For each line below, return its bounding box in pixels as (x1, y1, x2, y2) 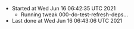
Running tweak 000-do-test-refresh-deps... (20, 11, 128, 18)
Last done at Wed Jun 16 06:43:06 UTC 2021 (11, 17, 123, 24)
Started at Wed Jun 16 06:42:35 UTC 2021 (11, 5, 116, 12)
